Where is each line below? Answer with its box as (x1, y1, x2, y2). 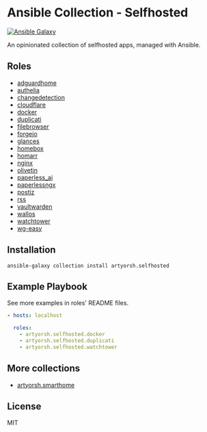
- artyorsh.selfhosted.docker (19, 331, 106, 338)
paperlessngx (16, 180, 56, 189)
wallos (16, 209, 36, 218)
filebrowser (16, 122, 49, 131)
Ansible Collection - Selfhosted (7, 5, 189, 21)
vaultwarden (16, 202, 53, 210)
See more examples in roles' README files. (7, 299, 128, 307)
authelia (16, 86, 40, 94)
